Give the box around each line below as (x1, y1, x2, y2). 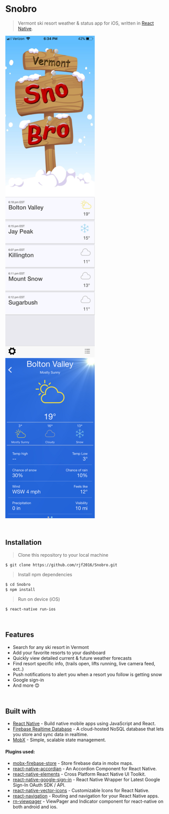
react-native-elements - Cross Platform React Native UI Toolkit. (12, 771, 146, 777)
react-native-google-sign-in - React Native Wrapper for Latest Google (12, 776, 160, 782)
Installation (5, 538, 42, 547)
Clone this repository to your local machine (17, 552, 109, 558)
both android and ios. (12, 803, 58, 810)
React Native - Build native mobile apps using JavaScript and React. (12, 721, 156, 727)
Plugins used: (5, 748, 35, 755)
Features (5, 630, 34, 639)
